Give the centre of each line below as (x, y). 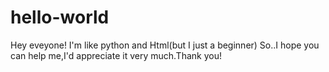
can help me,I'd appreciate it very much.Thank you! (116, 55)
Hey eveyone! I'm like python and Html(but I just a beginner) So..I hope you (165, 45)
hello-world (60, 17)
